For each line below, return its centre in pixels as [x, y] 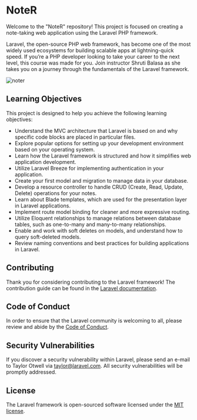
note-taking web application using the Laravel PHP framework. [82, 32]
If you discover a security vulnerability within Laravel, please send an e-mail [98, 359]
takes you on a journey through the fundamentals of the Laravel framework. [98, 69]
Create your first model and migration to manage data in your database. [101, 180]
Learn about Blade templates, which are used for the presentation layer [101, 199]
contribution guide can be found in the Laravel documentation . [82, 288]
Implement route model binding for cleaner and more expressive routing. [102, 211]
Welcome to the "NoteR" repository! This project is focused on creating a [95, 26]
